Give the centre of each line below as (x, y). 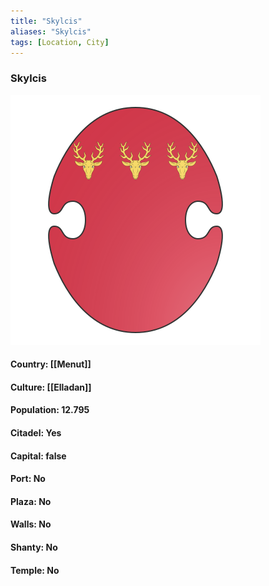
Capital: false (38, 456)
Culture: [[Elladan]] (51, 387)
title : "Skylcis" (46, 21)
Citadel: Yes (36, 433)
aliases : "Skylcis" (51, 31)
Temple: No (35, 570)
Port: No (28, 479)
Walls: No (31, 524)
